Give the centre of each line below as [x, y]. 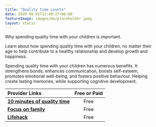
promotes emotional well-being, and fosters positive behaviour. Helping [76, 76]
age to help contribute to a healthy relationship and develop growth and [76, 51]
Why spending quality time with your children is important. [63, 37]
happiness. [16, 57]
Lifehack [18, 117]
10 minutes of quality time [39, 101]
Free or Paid [89, 94]
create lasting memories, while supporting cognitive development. [71, 81]
